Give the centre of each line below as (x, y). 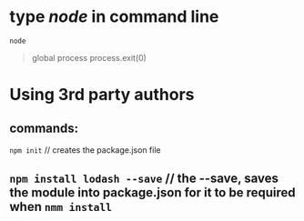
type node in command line (114, 17)
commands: (44, 128)
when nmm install (61, 207)
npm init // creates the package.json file (85, 150)
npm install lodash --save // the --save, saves (144, 179)
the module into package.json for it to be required (152, 193)
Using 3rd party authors (102, 95)
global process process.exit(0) (89, 57)
